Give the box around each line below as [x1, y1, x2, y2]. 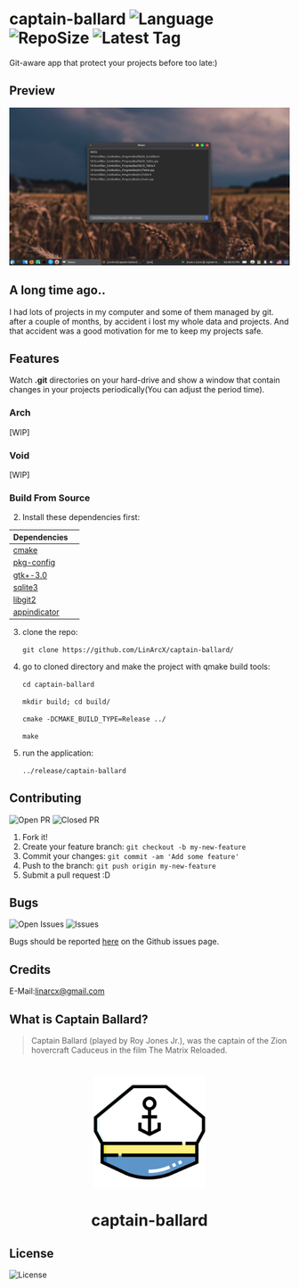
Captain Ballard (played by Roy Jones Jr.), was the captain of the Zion [30, 1036, 287, 1046]
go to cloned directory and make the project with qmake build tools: [21, 661, 271, 672]
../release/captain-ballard [21, 766, 126, 775]
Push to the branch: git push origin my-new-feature [21, 860, 216, 871]
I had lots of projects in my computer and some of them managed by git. [9, 306, 274, 317]
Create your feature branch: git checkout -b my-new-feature [21, 841, 246, 852]
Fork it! [21, 831, 49, 842]
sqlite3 [12, 582, 38, 592]
